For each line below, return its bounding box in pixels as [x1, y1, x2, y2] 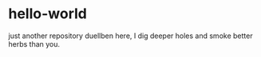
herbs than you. [8, 39, 61, 48]
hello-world [8, 5, 88, 23]
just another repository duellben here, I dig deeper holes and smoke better [8, 31, 253, 40]
